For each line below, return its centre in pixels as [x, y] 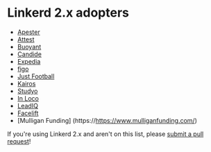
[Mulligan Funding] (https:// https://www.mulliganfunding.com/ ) [107, 120]
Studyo [27, 91]
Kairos [26, 83]
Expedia [29, 61]
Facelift [28, 113]
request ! [19, 141]
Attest [26, 39]
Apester [28, 32]
